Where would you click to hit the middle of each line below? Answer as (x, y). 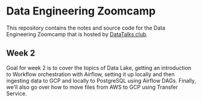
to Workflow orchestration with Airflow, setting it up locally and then (90, 74)
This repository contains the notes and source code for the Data (86, 28)
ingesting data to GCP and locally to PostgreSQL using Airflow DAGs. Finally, (101, 80)
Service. (17, 93)
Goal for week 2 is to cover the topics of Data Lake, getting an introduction (99, 68)
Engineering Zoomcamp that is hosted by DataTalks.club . (77, 34)
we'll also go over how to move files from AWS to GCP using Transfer (92, 87)
